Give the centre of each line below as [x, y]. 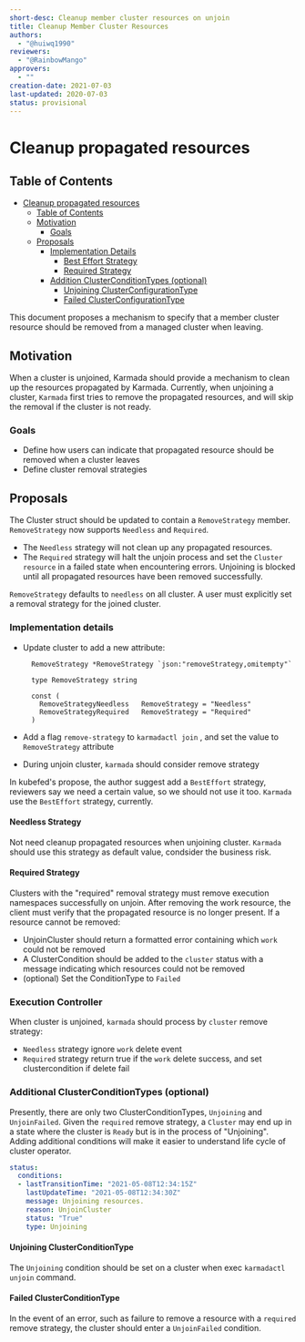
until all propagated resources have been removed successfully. [142, 577]
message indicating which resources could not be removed [134, 968]
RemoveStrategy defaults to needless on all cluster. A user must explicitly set [151, 594]
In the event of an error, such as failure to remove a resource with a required [153, 1318]
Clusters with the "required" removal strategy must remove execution [139, 893]
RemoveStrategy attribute [68, 746]
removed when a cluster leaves [81, 460]
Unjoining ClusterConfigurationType [131, 290]
